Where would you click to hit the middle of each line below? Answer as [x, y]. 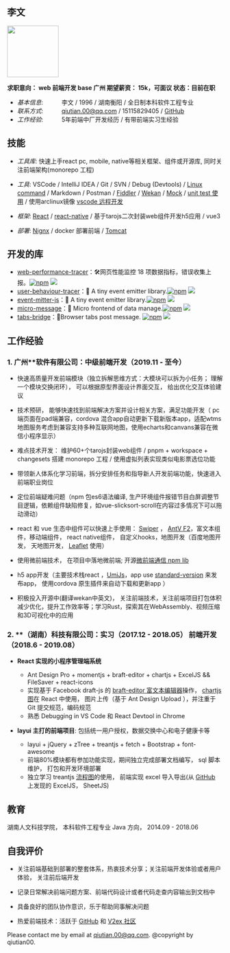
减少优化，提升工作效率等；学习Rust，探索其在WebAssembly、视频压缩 [118, 607]
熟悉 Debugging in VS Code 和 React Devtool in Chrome [106, 716]
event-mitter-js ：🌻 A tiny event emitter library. [82, 300]
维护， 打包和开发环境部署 [64, 768]
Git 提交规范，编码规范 [59, 708]
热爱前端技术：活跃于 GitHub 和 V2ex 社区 [76, 921]
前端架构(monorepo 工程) [59, 170]
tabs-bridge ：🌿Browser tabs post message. [79, 317]
